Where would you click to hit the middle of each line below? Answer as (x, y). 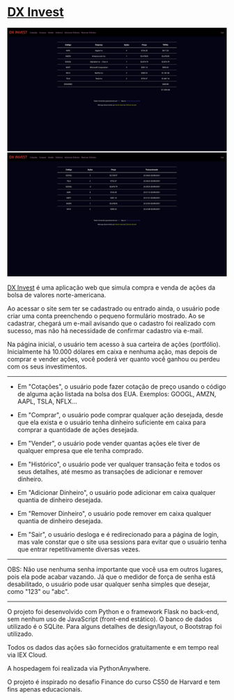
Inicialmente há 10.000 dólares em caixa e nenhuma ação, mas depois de (112, 351)
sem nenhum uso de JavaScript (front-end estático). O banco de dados (110, 619)
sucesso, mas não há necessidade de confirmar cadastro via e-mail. (105, 330)
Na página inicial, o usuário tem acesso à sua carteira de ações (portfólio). (114, 344)
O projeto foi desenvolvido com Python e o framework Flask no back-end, (113, 611)
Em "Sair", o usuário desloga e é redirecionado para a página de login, (118, 534)
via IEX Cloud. (27, 655)
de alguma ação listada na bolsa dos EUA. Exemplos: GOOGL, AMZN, (117, 394)
